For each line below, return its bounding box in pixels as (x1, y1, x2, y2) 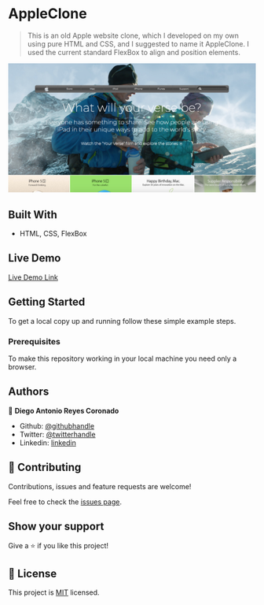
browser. (8, 362, 37, 371)
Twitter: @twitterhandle (19, 429, 96, 439)
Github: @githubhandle (19, 421, 95, 430)
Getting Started (8, 295, 86, 309)
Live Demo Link (8, 273, 59, 282)
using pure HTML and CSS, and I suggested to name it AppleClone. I (27, 39, 249, 48)
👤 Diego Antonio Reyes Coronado (8, 406, 119, 415)
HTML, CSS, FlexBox (19, 229, 87, 239)
